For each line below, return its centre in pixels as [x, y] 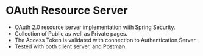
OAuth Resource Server [67, 11]
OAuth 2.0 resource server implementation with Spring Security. [95, 27]
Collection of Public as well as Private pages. [71, 33]
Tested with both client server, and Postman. [71, 46]
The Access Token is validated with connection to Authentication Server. [106, 40]
